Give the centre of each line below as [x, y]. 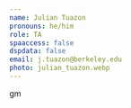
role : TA [26, 34]
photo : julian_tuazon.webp [60, 68]
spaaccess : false [42, 43]
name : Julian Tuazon [48, 18]
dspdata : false [38, 51]
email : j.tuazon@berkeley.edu [66, 59]
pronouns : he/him [42, 26]
